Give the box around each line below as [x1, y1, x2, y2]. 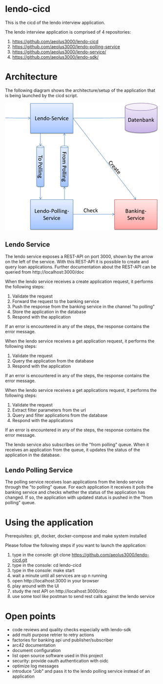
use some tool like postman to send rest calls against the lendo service [12, 594, 155, 599]
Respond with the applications [12, 417, 73, 423]
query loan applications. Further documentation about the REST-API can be [5, 264, 157, 270]
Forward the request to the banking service [12, 298, 100, 304]
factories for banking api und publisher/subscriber [12, 637, 113, 643]
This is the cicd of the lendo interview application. [5, 20, 105, 25]
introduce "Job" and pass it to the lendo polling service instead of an [12, 668, 150, 674]
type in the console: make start [12, 568, 75, 574]
